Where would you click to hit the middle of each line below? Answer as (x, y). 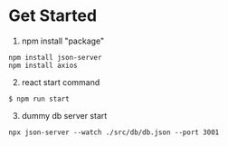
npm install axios (43, 65)
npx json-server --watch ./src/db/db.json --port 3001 (114, 132)
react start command (61, 82)
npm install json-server (55, 57)
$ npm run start (39, 99)
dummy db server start (64, 115)
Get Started (52, 16)
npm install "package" (63, 41)
